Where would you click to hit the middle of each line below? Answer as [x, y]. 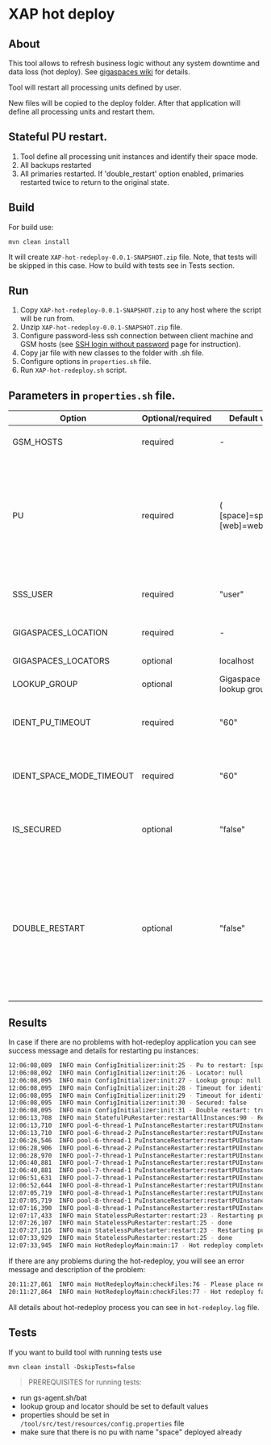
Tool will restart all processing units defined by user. [95, 87]
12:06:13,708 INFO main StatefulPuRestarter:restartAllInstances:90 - [131, 1118]
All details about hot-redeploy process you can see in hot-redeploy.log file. [134, 1307]
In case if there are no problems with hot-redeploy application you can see [132, 1042]
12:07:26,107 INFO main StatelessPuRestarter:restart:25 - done [120, 1223]
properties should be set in [65, 1414]
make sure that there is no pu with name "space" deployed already [131, 1432]
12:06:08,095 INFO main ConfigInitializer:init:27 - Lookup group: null [135, 1080]
